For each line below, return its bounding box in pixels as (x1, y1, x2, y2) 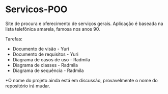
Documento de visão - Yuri (12, 45, 69, 52)
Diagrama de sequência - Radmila (12, 67, 84, 74)
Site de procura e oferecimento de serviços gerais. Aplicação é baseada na (5, 20, 163, 27)
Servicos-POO (5, 4, 68, 15)
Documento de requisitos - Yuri (12, 51, 79, 57)
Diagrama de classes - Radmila (12, 62, 78, 68)
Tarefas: (5, 36, 23, 42)
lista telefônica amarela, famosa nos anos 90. (5, 26, 100, 32)
